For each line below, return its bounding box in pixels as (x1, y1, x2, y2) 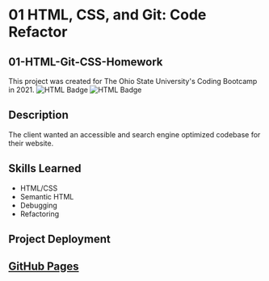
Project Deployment (8, 233, 111, 246)
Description (8, 108, 69, 122)
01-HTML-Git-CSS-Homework (8, 55, 163, 69)
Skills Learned (8, 161, 82, 175)
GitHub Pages (8, 260, 79, 274)
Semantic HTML (19, 191, 74, 201)
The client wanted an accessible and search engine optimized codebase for (8, 129, 261, 139)
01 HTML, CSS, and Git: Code (8, 6, 207, 24)
